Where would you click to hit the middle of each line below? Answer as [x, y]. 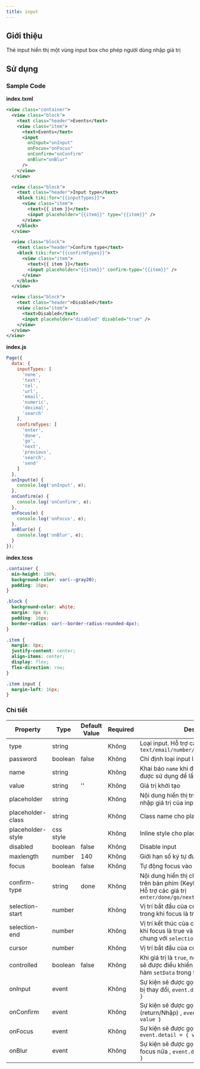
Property [28, 729]
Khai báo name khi [164, 768]
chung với [154, 938]
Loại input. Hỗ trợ [164, 743]
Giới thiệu [24, 36]
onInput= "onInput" [50, 143]
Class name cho [162, 816]
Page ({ [14, 358]
